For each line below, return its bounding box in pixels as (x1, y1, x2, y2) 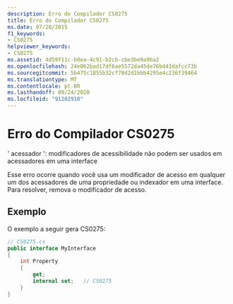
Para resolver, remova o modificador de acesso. (7, 185, 147, 194)
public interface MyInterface (7, 245, 97, 252)
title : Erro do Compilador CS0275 (7, 17, 109, 24)
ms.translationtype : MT (7, 75, 78, 83)
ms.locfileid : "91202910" (7, 96, 83, 103)
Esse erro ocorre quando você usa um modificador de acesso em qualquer (7, 170, 226, 178)
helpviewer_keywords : (7, 43, 71, 50)
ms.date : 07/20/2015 (7, 23, 68, 30)
